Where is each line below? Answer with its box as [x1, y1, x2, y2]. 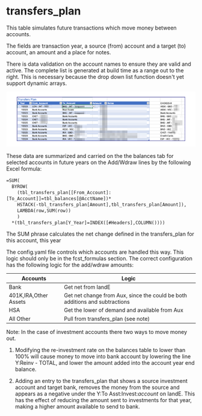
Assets [8, 298, 26, 306]
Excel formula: [6, 165, 42, 172]
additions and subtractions [64, 298, 130, 306]
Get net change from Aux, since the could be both [64, 292, 188, 299]
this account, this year [6, 237, 61, 244]
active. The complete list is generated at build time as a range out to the [6, 66, 185, 74]
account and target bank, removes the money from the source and [14, 384, 180, 391]
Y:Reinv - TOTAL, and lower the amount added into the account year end [14, 359, 195, 367]
